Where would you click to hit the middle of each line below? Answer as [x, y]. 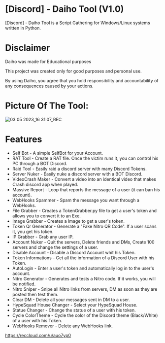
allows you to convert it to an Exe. [47, 216]
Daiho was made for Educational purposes [48, 61]
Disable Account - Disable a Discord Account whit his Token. [74, 252]
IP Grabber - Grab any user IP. [43, 237]
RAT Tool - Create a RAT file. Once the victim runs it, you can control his [85, 158]
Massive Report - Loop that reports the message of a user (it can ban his [86, 189]
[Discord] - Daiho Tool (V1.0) [65, 9]
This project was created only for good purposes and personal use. [73, 71]
